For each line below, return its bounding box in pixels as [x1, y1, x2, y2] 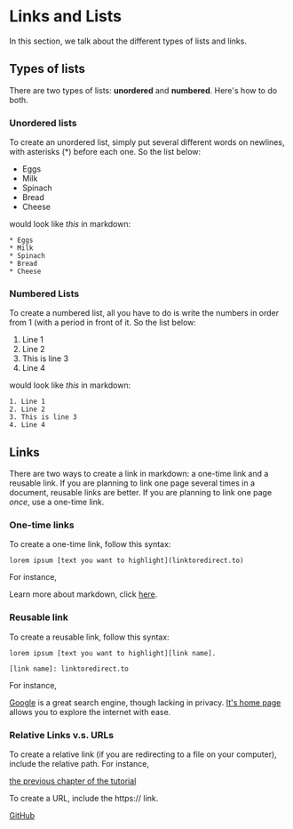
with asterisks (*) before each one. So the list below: [9, 147, 202, 157]
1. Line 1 [9, 398, 46, 406]
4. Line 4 [9, 421, 46, 430]
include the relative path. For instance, [9, 759, 149, 769]
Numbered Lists [9, 287, 80, 300]
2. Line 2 [9, 405, 46, 414]
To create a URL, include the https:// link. [9, 793, 159, 804]
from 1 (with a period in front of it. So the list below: [9, 318, 197, 328]
